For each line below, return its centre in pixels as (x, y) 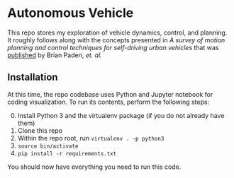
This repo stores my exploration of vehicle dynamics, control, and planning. (117, 32)
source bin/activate (48, 146)
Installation (33, 77)
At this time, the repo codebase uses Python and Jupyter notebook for (110, 94)
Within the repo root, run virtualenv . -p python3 (91, 138)
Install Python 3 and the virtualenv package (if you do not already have (121, 115)
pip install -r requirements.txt (67, 153)
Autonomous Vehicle (71, 13)
